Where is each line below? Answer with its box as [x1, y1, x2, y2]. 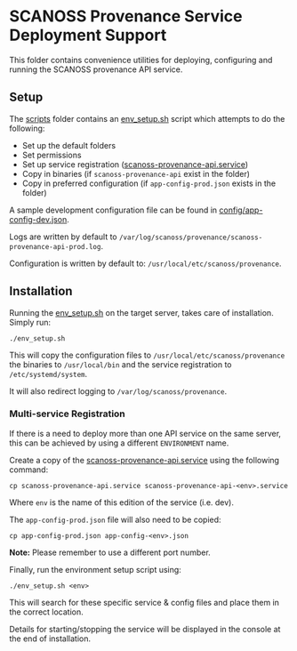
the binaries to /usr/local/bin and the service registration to [9, 358, 232, 370]
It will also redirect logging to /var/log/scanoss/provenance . [9, 385, 228, 397]
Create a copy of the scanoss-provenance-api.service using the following [9, 454, 280, 465]
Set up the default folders [21, 140, 116, 150]
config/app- [219, 205, 263, 215]
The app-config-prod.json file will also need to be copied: [9, 514, 221, 525]
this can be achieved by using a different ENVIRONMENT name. [9, 438, 229, 448]
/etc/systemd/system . [9, 368, 88, 379]
